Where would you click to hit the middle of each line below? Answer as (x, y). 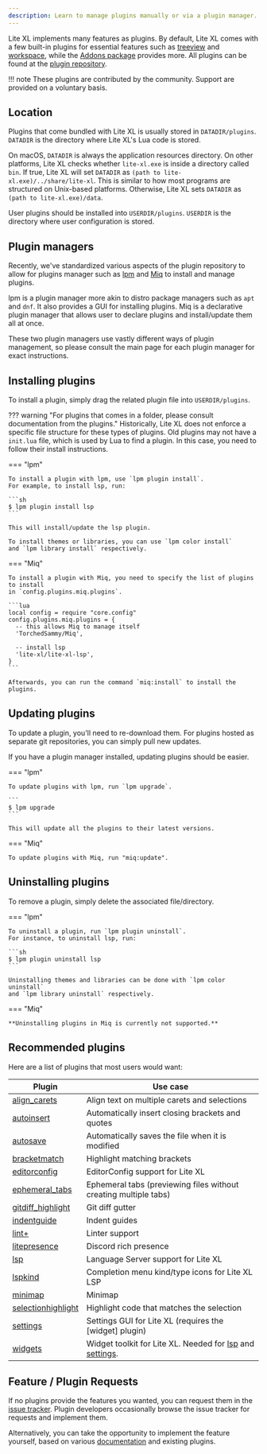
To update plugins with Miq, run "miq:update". (89, 857)
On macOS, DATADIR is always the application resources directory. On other (131, 155)
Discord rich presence (128, 1246)
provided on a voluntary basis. (58, 87)
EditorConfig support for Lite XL (145, 1172)
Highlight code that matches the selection (164, 1308)
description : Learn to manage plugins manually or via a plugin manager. (133, 16)
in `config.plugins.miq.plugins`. (66, 592)
